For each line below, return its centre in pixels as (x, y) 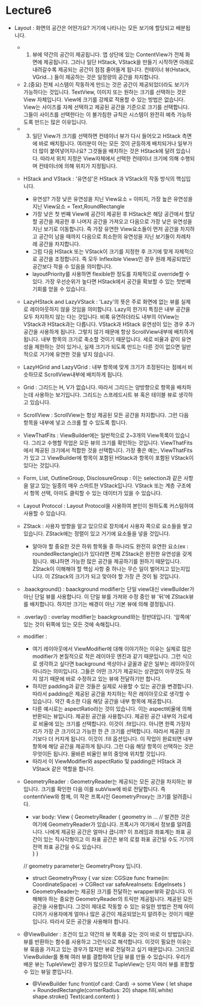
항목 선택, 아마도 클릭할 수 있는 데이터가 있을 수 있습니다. (96, 493)
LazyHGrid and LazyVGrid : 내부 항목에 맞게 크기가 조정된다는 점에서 (105, 367)
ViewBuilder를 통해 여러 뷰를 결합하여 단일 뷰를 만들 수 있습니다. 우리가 (106, 956)
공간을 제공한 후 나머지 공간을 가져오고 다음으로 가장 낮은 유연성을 (115, 221)
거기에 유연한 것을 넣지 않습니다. (77, 354)
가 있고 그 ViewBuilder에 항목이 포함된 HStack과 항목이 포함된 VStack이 (108, 457)
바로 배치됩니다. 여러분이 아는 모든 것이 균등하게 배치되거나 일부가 (115, 143)
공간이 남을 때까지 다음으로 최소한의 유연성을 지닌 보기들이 (107, 236)
